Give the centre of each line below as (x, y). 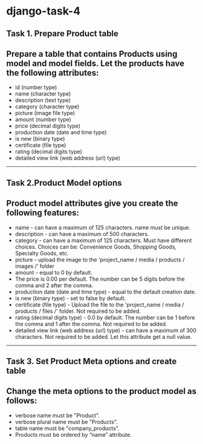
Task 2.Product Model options (64, 183)
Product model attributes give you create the (92, 204)
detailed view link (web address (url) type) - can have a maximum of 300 (106, 330)
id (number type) (36, 87)
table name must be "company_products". (67, 428)
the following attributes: (53, 73)
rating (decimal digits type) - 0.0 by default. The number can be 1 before (105, 317)
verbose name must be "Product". (57, 415)
